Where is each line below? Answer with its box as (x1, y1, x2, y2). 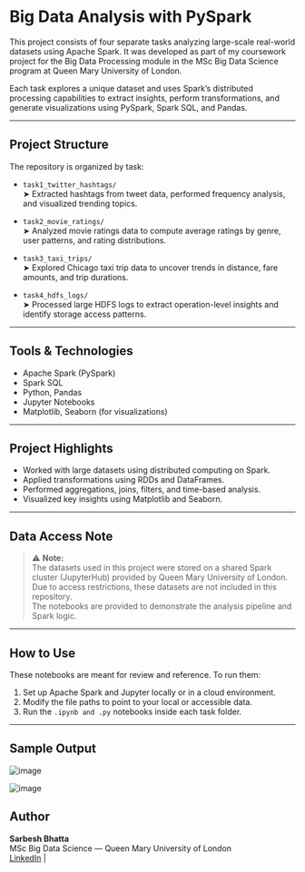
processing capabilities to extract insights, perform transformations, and (9, 93, 280, 103)
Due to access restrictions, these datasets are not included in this (31, 582, 277, 593)
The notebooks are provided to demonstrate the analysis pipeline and (31, 601, 292, 612)
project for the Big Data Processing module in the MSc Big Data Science (9, 55, 279, 66)
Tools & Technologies (9, 343, 133, 359)
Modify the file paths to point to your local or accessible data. (22, 697, 252, 707)
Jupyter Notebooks (22, 397, 95, 407)
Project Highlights (9, 440, 113, 456)
